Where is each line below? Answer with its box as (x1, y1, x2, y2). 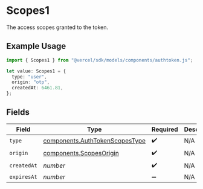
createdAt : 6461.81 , (11, 85, 63, 91)
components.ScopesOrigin (43, 149, 119, 158)
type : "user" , (11, 74, 47, 80)
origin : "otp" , (11, 79, 50, 85)
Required (151, 125, 178, 133)
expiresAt (9, 173, 37, 180)
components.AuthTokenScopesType (43, 136, 146, 145)
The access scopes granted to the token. (6, 24, 109, 31)
